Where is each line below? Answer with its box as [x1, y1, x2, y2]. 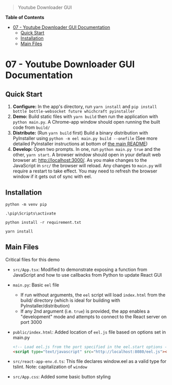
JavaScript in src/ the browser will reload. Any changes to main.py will [12, 163, 162, 168]
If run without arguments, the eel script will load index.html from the [20, 292, 166, 298]
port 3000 [20, 319, 42, 325]
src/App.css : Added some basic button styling [12, 374, 111, 380]
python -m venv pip [5, 202, 47, 207]
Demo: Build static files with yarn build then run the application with [12, 113, 158, 120]
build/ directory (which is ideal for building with [20, 297, 121, 303]
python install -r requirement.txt [5, 220, 82, 225]
